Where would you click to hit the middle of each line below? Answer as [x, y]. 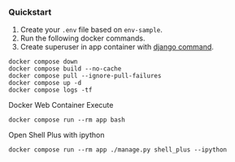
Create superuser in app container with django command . [117, 47]
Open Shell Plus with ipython [57, 135]
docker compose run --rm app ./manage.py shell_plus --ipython [118, 150]
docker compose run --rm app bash [67, 120]
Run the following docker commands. [83, 38]
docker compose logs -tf [50, 90]
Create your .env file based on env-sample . [91, 30]
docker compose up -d [45, 83]
